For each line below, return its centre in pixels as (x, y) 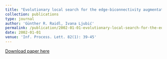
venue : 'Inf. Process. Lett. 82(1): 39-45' (51, 37)
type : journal (20, 19)
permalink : (16, 28)
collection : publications (32, 14)
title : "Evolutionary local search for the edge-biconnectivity (73, 10)
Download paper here (27, 51)
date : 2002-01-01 (23, 32)
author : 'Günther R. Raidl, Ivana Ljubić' (50, 23)
